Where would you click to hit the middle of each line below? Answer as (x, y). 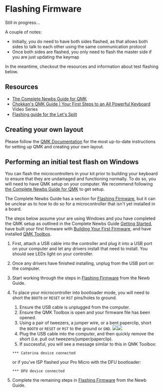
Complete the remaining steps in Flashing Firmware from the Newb (79, 380)
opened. (28, 318)
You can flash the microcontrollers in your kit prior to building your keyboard (81, 174)
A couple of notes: (24, 32)
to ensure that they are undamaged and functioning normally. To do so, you (81, 179)
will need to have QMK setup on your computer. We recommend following (79, 184)
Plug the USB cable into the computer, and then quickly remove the (87, 334)
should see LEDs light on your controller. (53, 254)
